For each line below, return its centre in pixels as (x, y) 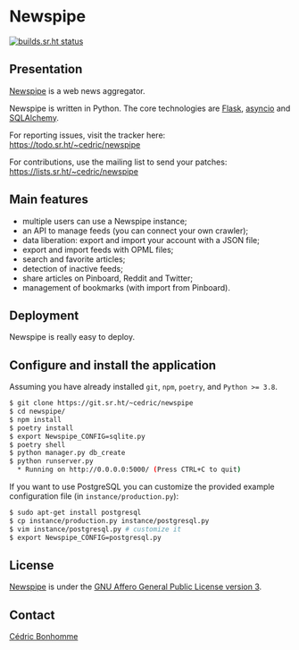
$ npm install (36, 419)
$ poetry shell (37, 444)
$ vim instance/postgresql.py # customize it (95, 529)
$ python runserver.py (51, 461)
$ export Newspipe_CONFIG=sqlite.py (77, 436)
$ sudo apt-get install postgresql (75, 513)
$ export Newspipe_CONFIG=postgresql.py (86, 537)
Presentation (46, 69)
